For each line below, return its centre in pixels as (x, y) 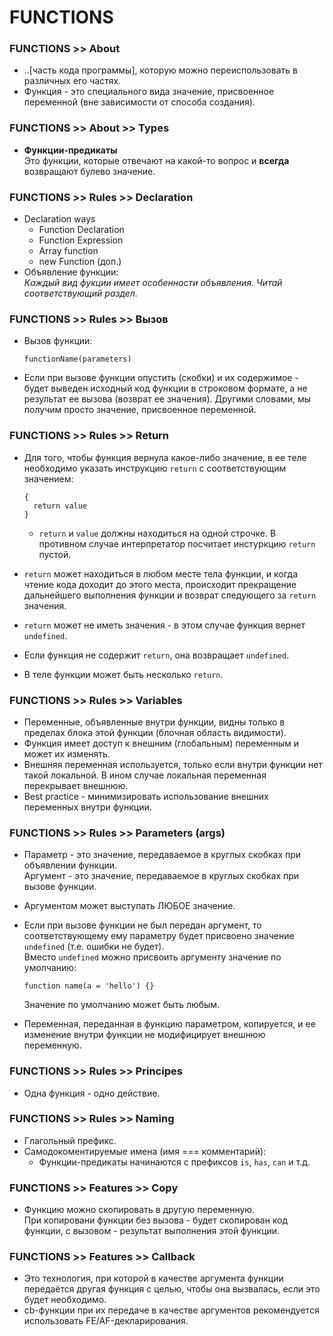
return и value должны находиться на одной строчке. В (157, 533)
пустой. (55, 554)
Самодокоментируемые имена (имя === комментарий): (145, 1151)
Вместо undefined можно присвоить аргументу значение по (152, 957)
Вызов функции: (58, 341)
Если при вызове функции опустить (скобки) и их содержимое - (161, 378)
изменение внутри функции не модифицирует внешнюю (144, 1035)
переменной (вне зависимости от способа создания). (139, 102)
